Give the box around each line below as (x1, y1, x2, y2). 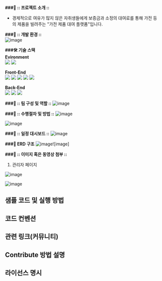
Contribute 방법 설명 (5, 251, 65, 259)
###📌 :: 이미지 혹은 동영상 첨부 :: (5, 151, 67, 157)
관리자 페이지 (12, 162, 37, 167)
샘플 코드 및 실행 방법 (5, 196, 64, 204)
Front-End (5, 69, 26, 75)
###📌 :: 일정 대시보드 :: (5, 131, 49, 136)
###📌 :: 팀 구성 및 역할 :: (5, 100, 52, 106)
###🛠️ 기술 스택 (5, 47, 35, 53)
